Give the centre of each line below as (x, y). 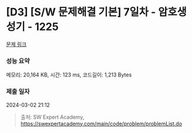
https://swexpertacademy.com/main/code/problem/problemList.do (101, 124)
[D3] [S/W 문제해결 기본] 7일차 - (81, 12)
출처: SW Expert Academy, (52, 117)
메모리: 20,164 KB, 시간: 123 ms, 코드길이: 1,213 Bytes (69, 75)
